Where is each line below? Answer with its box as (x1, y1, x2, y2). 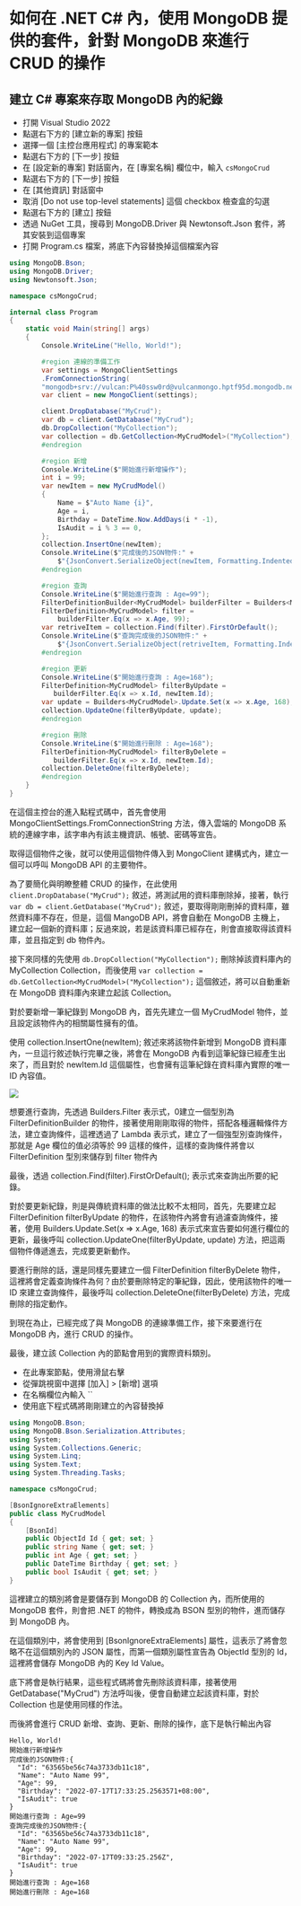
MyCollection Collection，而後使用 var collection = (9, 965, 203, 975)
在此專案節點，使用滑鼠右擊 (21, 1366, 125, 1377)
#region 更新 (41, 664, 88, 674)
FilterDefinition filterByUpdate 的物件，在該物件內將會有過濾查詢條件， (9, 1212, 271, 1222)
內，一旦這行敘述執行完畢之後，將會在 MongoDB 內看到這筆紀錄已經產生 (9, 1047, 279, 1058)
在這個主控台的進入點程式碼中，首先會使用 (9, 806, 167, 817)
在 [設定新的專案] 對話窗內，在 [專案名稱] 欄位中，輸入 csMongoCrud (21, 163, 271, 172)
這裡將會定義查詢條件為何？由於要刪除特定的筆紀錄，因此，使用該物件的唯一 (9, 1275, 292, 1286)
